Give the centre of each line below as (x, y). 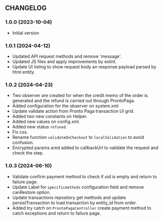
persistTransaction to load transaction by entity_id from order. (74, 203)
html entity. (24, 72)
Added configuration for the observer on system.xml (65, 106)
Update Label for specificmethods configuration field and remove (78, 187)
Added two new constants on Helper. (50, 116)
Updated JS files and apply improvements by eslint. (64, 62)
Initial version (26, 33)
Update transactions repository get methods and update (69, 197)
